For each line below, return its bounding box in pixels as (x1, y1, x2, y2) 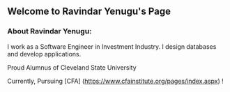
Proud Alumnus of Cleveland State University (7, 63, 137, 72)
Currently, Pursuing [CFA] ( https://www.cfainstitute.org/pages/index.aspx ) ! (7, 77, 224, 85)
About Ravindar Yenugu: (7, 26, 92, 36)
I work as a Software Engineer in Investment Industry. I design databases (7, 42, 217, 51)
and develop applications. (7, 49, 82, 58)
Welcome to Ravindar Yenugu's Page (7, 6, 171, 17)
